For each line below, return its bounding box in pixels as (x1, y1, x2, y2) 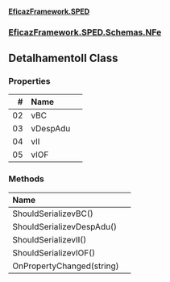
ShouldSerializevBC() (12, 208, 94, 219)
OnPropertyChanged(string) (12, 260, 119, 272)
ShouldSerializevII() (12, 234, 87, 245)
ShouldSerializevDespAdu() (12, 221, 117, 232)
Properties (8, 75, 51, 86)
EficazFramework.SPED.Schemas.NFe (8, 27, 162, 38)
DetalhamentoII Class (8, 51, 118, 64)
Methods (8, 173, 44, 185)
